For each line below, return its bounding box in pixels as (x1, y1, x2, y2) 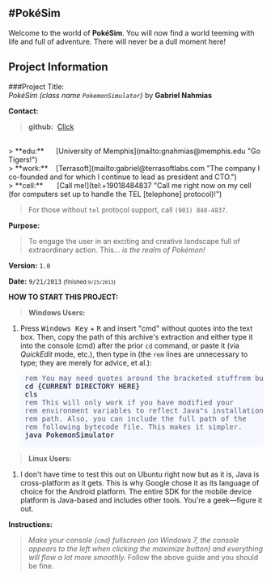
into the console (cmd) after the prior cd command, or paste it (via (19, 340, 240, 350)
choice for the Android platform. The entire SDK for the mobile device (19, 486, 252, 496)
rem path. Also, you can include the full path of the (24, 413, 247, 423)
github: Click (28, 122, 74, 131)
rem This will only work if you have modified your (24, 397, 235, 407)
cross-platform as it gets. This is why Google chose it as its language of (19, 477, 260, 487)
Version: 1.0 (8, 260, 51, 270)
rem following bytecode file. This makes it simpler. (24, 422, 243, 431)
